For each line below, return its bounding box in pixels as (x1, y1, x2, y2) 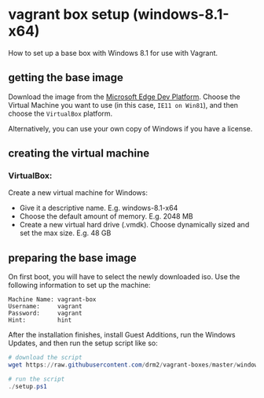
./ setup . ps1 (8, 382, 47, 390)
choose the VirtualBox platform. (8, 109, 113, 118)
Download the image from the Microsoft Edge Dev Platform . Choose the (8, 92, 241, 101)
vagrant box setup (8, 6, 130, 24)
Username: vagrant (8, 303, 82, 311)
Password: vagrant (8, 309, 82, 318)
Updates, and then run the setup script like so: (8, 338, 159, 348)
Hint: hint (8, 316, 72, 324)
